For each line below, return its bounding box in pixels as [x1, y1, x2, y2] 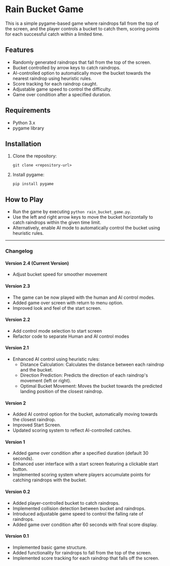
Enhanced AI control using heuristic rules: [12, 356, 100, 362]
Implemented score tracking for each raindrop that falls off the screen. [12, 555, 159, 561]
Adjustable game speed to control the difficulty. [12, 86, 112, 92]
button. [12, 466, 28, 472]
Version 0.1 [5, 533, 29, 539]
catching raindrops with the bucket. [12, 477, 87, 483]
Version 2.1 [5, 345, 29, 351]
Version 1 [5, 439, 25, 445]
